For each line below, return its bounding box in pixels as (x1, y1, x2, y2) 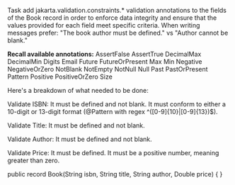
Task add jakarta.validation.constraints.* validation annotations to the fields (7, 6, 227, 14)
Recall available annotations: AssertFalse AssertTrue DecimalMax (7, 50, 202, 58)
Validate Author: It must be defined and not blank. (7, 135, 152, 143)
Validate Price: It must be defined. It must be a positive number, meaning (7, 149, 219, 157)
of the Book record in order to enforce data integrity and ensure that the (7, 13, 217, 22)
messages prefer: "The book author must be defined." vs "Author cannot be (7, 28, 229, 37)
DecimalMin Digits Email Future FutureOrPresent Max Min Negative (7, 57, 203, 66)
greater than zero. (7, 156, 60, 164)
